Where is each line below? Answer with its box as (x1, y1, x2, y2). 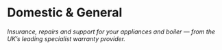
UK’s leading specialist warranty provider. (7, 34, 125, 42)
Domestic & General (7, 5, 123, 21)
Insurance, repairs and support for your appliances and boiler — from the (7, 27, 216, 36)
